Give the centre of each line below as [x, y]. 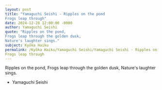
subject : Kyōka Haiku [27, 45]
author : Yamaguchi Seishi [31, 27]
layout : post [18, 9]
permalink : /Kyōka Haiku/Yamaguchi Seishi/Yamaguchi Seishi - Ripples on [81, 50]
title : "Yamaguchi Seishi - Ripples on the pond [55, 14]
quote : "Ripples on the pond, [36, 32]
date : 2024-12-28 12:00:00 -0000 [39, 23]
